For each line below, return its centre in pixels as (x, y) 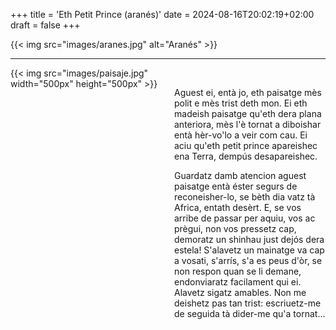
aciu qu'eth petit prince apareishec (246, 145)
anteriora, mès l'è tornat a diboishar (248, 124)
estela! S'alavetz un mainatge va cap (249, 250)
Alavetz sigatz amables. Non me (240, 292)
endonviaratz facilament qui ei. (238, 282)
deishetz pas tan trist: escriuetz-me (248, 303)
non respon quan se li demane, (238, 271)
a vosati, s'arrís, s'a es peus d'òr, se (248, 260)
